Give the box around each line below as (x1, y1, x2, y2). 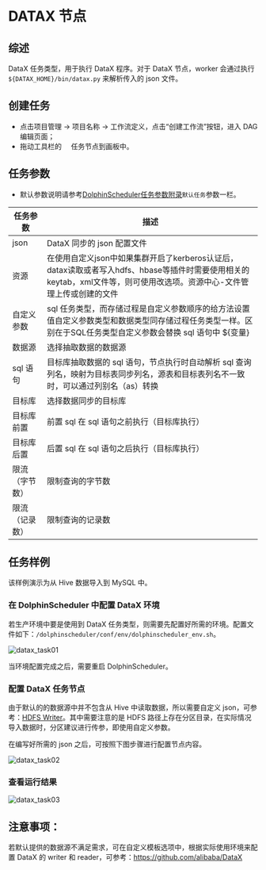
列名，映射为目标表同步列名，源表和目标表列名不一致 (46, 368, 245, 379)
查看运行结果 (8, 776, 58, 788)
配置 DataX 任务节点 (8, 683, 85, 694)
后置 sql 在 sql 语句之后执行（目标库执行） (46, 443, 204, 454)
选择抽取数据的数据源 (46, 342, 127, 353)
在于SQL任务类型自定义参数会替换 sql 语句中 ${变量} (54, 327, 250, 338)
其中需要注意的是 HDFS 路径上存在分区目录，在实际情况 (69, 713, 252, 722)
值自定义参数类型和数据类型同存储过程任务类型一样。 (46, 315, 245, 326)
